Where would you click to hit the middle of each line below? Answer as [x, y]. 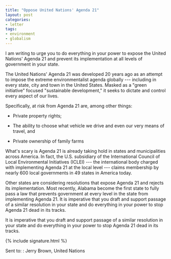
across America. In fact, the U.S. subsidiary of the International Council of [83, 156]
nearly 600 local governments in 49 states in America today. [69, 173]
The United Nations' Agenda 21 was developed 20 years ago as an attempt [84, 74]
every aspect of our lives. [32, 96]
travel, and [24, 131]
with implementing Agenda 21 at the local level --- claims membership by [82, 167]
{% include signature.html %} [36, 241]
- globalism [18, 39]
